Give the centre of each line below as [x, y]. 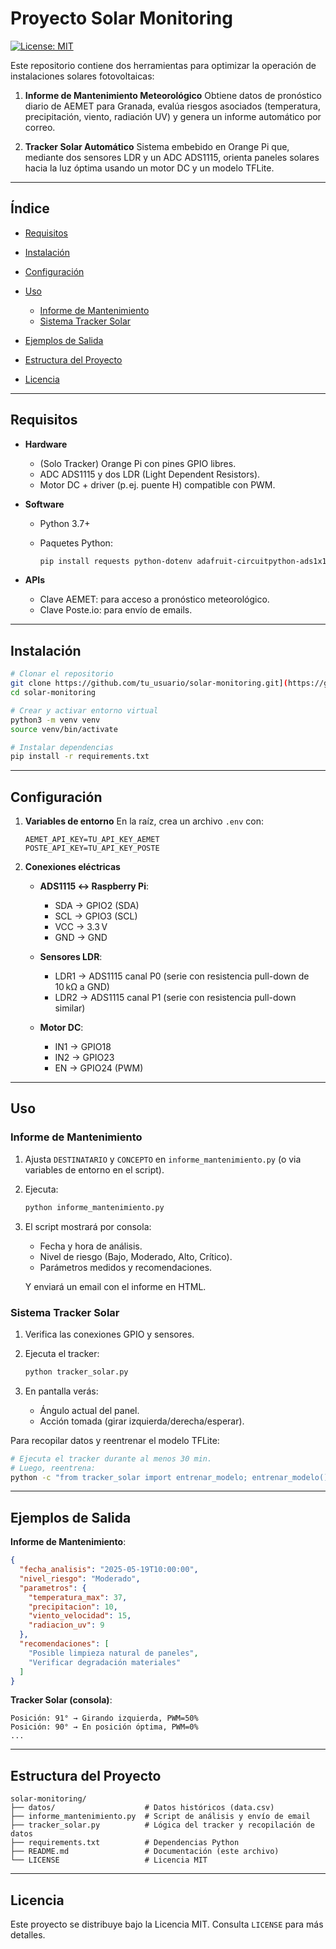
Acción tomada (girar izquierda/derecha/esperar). [142, 1421]
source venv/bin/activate [64, 729]
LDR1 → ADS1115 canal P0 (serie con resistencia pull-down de [182, 976]
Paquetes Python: [76, 543]
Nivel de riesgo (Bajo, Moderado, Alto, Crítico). [136, 1256]
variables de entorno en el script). [94, 1169]
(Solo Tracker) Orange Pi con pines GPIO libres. [138, 463]
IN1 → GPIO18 [83, 1047]
